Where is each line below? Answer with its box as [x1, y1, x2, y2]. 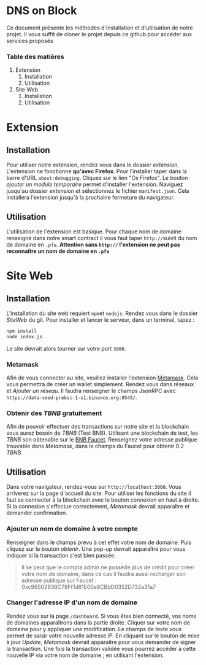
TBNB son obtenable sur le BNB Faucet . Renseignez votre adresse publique [6, 436, 197, 443]
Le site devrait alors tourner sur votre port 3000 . [6, 344, 126, 352]
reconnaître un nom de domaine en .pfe [6, 247, 110, 255]
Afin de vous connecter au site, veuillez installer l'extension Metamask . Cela [6, 374, 199, 381]
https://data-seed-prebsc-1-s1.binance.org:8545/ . [6, 394, 137, 401]
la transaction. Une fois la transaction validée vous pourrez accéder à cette [6, 645, 196, 652]
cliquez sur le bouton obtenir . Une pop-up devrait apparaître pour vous [6, 545, 186, 553]
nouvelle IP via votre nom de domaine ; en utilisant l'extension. [6, 651, 164, 659]
